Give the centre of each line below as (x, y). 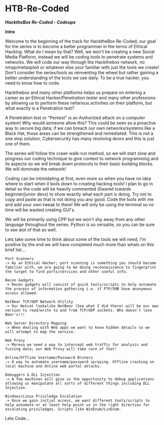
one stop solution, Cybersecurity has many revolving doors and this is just (80, 139)
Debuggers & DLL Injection (33, 375)
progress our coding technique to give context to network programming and (82, 158)
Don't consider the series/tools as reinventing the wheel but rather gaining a (82, 72)
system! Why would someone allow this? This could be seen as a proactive (81, 123)
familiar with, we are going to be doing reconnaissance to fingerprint (81, 267)
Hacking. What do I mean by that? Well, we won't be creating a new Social (80, 52)
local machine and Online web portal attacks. (53, 366)
